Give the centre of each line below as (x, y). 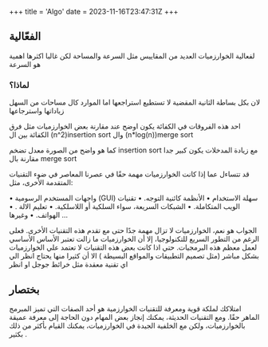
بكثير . (18, 333)
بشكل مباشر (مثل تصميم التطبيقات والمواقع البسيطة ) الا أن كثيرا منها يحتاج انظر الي (134, 256)
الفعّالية (25, 36)
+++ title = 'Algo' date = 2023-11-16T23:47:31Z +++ (94, 12)
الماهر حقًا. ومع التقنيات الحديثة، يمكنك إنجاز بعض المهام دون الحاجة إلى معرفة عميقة (134, 317)
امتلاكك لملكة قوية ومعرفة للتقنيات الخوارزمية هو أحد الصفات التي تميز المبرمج (125, 308)
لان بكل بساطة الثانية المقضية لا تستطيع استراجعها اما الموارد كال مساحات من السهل (135, 102)
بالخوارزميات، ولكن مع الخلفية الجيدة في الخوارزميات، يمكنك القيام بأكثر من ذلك (127, 325)
